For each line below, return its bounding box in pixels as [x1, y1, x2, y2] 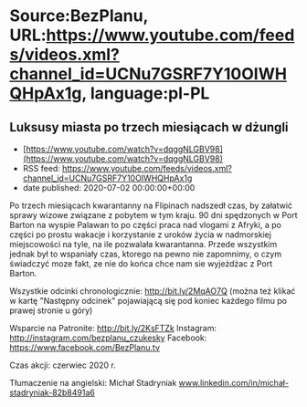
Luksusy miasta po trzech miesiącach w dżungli [9, 120, 290, 135]
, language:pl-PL [81, 83, 210, 104]
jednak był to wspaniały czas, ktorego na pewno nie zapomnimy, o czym [9, 248, 281, 259]
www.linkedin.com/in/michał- [178, 378, 290, 388]
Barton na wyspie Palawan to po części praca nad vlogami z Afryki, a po [9, 220, 281, 230]
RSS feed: [22, 163, 61, 173]
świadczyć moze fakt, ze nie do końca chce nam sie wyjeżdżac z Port [9, 258, 273, 269]
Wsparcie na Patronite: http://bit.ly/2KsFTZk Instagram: [9, 323, 217, 333]
